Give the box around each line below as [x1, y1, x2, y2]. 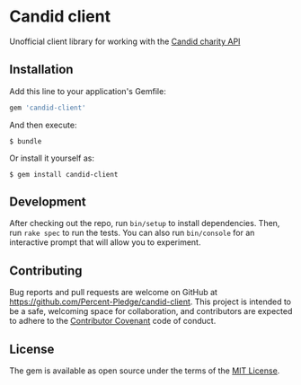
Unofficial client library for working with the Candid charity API [9, 36, 241, 47]
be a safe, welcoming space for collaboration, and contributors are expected [9, 306, 293, 317]
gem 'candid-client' [9, 103, 87, 112]
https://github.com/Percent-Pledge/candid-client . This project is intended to [9, 296, 292, 307]
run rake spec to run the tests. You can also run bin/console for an [9, 227, 255, 239]
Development [9, 195, 87, 210]
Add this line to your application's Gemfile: [9, 85, 166, 96]
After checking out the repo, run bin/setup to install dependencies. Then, [9, 218, 280, 229]
